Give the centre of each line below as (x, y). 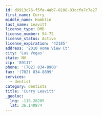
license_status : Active (31, 39)
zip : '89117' (19, 63)
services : (16, 77)
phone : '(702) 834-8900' (32, 67)
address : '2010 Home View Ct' (38, 48)
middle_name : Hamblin (28, 20)
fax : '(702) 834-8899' (29, 72)
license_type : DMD (25, 29)
